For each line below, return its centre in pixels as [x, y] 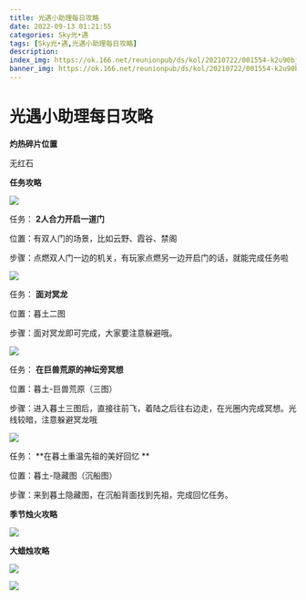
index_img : [30, 60]
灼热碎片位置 [33, 143]
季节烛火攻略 [33, 514]
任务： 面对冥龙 [39, 294]
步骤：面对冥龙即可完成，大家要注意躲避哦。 [93, 333]
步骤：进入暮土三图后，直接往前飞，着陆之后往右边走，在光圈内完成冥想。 [149, 408]
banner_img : [32, 69]
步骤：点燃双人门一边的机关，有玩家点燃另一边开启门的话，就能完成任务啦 [149, 257]
